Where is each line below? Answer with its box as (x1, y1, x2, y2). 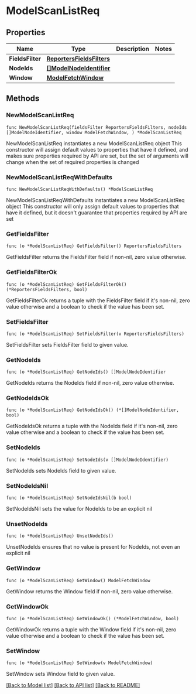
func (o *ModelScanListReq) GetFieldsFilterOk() (6, 281, 127, 288)
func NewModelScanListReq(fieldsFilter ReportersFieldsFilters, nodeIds (6, 124, 187, 130)
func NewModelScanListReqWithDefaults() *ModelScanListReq (6, 186, 153, 192)
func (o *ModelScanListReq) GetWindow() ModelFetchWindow (6, 577, 150, 583)
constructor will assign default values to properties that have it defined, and (6, 146, 188, 153)
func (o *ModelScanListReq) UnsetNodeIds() (6, 533, 114, 539)
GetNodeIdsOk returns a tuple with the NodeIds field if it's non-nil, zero (6, 423, 178, 430)
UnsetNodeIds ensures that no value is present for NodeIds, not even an (6, 543, 180, 551)
